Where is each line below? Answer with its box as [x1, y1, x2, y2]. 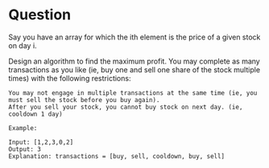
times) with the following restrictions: [8, 73, 131, 83]
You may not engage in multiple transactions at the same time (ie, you [8, 88, 258, 97]
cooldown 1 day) [8, 110, 63, 118]
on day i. [8, 40, 38, 50]
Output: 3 [8, 145, 42, 154]
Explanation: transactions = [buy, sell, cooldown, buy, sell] [8, 152, 226, 160]
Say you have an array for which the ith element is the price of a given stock [8, 32, 261, 42]
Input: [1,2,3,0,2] [8, 138, 74, 146]
